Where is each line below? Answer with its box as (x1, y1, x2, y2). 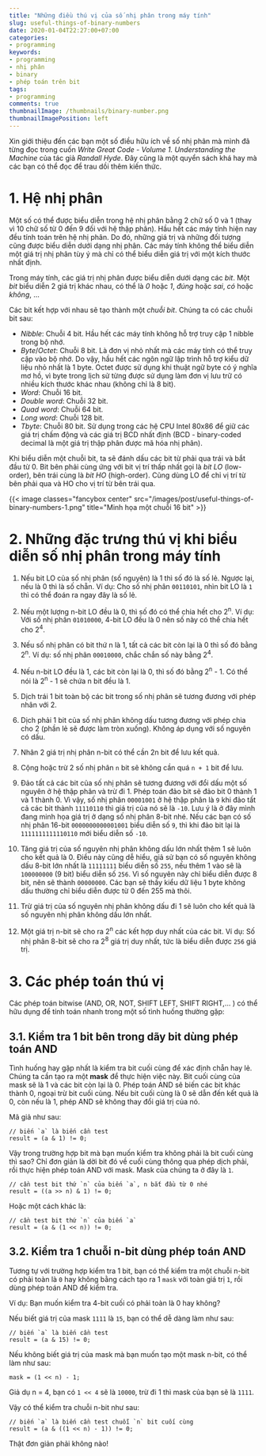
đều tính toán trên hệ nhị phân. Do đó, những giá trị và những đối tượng (9, 232, 241, 241)
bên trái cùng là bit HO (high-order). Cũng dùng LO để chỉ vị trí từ (32, 470, 246, 480)
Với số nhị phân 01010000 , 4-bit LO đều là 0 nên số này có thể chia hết (20, 615, 249, 625)
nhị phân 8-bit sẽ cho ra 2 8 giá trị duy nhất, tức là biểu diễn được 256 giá (20, 935, 256, 946)
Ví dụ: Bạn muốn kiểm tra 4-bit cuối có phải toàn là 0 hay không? (9, 1298, 221, 1307)
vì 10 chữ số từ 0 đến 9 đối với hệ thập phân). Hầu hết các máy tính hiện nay (9, 223, 257, 234)
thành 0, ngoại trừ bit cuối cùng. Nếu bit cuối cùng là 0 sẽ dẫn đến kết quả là (9, 1089, 259, 1098)
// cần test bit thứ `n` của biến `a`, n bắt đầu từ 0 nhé (9, 1180, 208, 1188)
